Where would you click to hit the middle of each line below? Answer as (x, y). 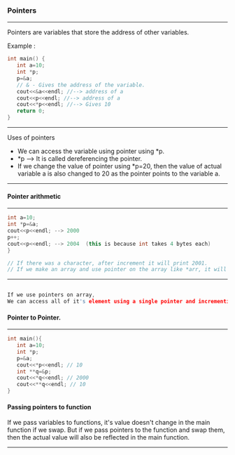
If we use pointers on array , (51, 295)
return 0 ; (31, 111)
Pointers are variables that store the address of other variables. (98, 32)
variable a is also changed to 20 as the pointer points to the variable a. (119, 173)
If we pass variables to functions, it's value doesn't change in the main (109, 423)
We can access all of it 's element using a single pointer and (101, 302)
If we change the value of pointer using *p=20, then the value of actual (120, 166)
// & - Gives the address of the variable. (81, 85)
